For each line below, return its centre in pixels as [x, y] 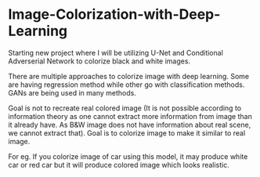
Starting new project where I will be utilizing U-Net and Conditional [116, 52]
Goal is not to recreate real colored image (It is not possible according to [125, 108]
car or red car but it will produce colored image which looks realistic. [119, 164]
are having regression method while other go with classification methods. [126, 85]
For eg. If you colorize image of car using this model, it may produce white [128, 156]
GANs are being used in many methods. [72, 92]
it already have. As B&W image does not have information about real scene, [130, 125]
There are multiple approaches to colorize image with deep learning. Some [128, 76]
